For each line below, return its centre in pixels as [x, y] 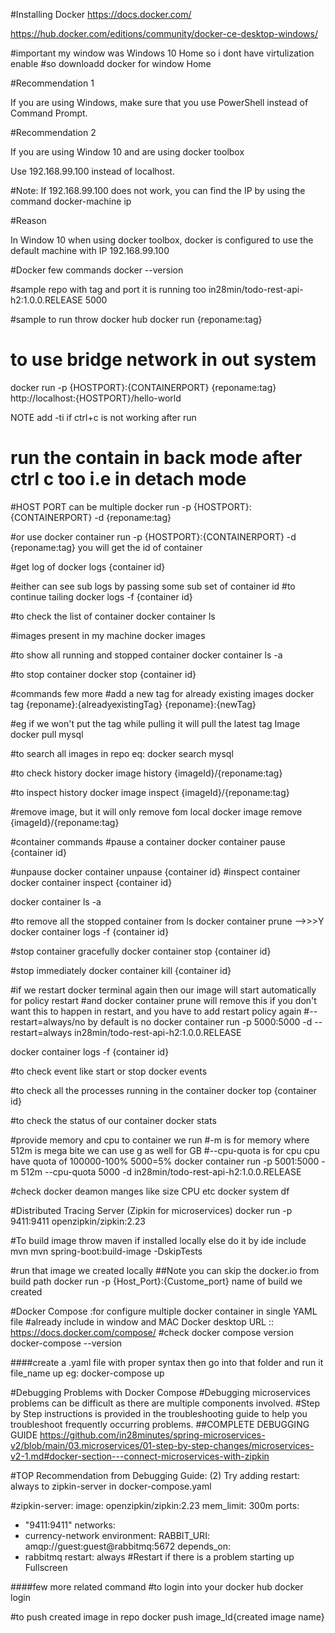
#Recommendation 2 [53, 132]
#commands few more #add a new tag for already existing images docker [162, 693]
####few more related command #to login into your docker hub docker [157, 1586]
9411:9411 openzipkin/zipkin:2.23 [78, 1221]
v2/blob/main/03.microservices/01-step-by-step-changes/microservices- [162, 1445]
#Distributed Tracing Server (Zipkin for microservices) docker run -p [151, 1210]
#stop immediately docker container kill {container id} [121, 970]
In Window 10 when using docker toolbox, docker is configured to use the [162, 240]
